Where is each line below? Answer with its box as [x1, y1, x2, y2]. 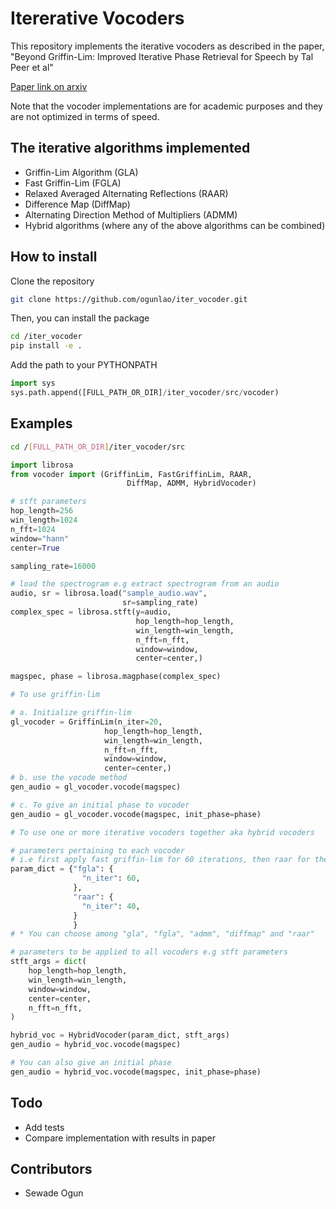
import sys [10, 378, 56, 389]
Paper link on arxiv [10, 80, 88, 92]
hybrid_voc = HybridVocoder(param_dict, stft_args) [10, 1030, 230, 1041]
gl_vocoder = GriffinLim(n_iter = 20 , [10, 717, 163, 727]
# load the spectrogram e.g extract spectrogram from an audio [10, 579, 280, 589]
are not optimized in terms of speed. [10, 110, 160, 122]
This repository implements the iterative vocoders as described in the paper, [10, 40, 325, 52]
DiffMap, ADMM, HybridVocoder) [126, 478, 257, 489]
